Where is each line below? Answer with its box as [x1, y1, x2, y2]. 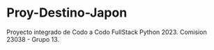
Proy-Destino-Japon [6, 5, 128, 21]
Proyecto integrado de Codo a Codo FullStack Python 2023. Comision [6, 28, 207, 36]
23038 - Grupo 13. [6, 35, 60, 43]
